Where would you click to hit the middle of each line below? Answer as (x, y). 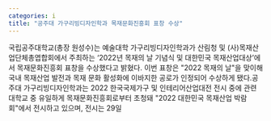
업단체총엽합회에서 (38, 57)
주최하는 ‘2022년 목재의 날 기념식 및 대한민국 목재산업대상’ (161, 57)
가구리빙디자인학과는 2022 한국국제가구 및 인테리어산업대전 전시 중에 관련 (140, 88)
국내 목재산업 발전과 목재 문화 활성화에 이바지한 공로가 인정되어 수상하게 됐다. (130, 77)
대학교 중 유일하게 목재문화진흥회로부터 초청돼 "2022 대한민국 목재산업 (121, 98)
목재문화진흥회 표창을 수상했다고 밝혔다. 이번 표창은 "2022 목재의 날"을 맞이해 (140, 67)
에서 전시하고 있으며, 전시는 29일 (70, 108)
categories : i (32, 16)
